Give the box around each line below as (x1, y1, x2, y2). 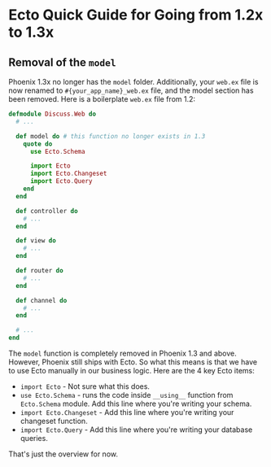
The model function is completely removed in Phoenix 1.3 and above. (8, 348, 238, 358)
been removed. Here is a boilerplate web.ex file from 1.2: (8, 94, 196, 103)
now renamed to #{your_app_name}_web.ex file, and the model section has (8, 85, 254, 95)
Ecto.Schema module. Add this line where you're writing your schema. (20, 399, 252, 408)
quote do (23, 140, 53, 148)
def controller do (15, 207, 79, 215)
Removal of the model (8, 55, 116, 69)
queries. (20, 434, 49, 443)
